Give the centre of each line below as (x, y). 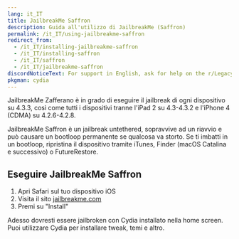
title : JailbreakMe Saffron (49, 21)
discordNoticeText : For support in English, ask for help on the (106, 73)
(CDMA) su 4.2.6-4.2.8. (42, 115)
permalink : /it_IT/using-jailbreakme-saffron (76, 34)
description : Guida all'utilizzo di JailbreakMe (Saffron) (97, 27)
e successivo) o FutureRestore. (53, 152)
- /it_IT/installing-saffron (57, 54)
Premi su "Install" (43, 206)
